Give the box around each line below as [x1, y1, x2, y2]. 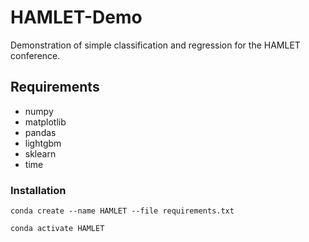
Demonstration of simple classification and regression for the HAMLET [10, 39, 301, 51]
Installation [10, 183, 67, 197]
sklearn [24, 147, 57, 160]
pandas [24, 126, 57, 138]
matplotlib [24, 116, 67, 128]
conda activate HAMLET [10, 224, 105, 234]
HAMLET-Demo [10, 6, 143, 29]
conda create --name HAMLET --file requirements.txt [10, 206, 235, 216]
